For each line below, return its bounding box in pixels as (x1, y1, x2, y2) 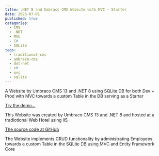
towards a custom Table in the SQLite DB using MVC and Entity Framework (5, 141, 155, 147)
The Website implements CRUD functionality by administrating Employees (5, 136, 153, 141)
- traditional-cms (9, 52, 47, 57)
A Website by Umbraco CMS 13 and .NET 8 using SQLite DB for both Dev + (5, 88, 155, 94)
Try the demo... (5, 102, 35, 108)
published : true (5, 16, 38, 21)
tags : (5, 47, 16, 52)
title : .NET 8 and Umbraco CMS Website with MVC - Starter (5, 7, 127, 12)
